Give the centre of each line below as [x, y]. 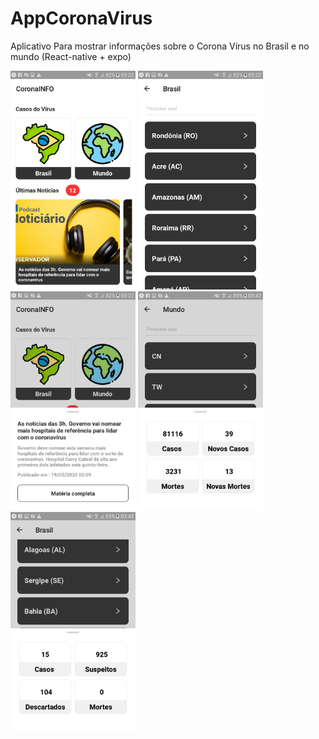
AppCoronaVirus [81, 18]
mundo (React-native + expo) [71, 56]
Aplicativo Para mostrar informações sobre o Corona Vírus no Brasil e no [160, 46]
